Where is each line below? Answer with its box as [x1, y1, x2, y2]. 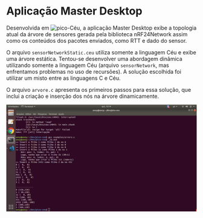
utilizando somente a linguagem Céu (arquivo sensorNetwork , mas [6, 62, 169, 69]
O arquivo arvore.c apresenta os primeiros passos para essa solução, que [6, 86, 192, 93]
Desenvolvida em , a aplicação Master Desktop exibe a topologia [6, 24, 197, 31]
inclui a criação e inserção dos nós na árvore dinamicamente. [6, 92, 159, 100]
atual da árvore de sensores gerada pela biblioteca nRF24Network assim [6, 30, 188, 37]
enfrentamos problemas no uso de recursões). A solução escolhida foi [6, 68, 181, 75]
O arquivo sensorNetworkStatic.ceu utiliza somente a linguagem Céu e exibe [6, 48, 196, 56]
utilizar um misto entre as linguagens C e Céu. [6, 74, 121, 82]
